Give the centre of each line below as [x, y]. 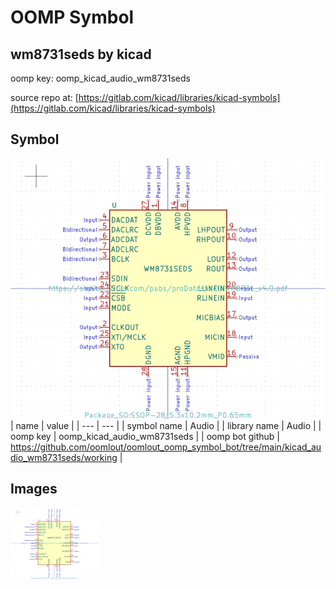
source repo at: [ [44, 97]
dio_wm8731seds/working [64, 457]
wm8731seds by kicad [81, 54]
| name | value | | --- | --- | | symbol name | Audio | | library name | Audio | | [166, 425]
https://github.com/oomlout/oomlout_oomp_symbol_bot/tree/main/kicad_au [166, 447]
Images [34, 489]
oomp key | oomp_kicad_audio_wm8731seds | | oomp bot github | [145, 436]
